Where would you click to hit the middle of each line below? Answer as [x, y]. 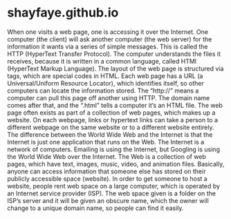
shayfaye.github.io [63, 13]
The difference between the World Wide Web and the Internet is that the [110, 134]
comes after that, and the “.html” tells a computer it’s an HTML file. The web [115, 105]
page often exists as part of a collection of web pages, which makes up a [111, 113]
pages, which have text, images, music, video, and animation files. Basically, [116, 164]
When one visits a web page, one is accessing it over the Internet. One [108, 32]
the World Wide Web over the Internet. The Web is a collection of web [107, 156]
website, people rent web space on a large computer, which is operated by [113, 186]
